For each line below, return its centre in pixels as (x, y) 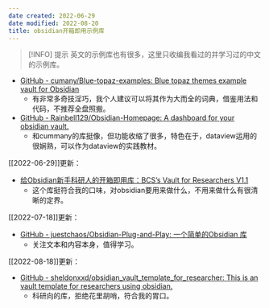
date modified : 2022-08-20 (54, 23)
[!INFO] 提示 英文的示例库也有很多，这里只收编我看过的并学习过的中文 (145, 55)
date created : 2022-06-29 (52, 16)
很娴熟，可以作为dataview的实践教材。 (96, 146)
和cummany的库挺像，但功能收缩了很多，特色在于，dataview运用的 (145, 136)
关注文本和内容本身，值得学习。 (85, 244)
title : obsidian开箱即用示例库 (56, 31)
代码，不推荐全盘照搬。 (71, 109)
